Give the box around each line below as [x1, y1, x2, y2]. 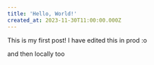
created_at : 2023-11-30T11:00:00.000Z [7, 17, 122, 24]
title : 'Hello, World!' [7, 10, 78, 17]
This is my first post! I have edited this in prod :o [7, 36, 147, 44]
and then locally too [7, 50, 65, 58]
